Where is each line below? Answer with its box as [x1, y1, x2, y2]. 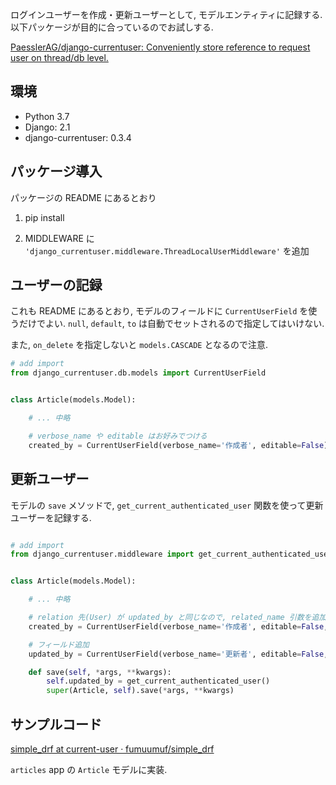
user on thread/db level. [10, 52, 109, 63]
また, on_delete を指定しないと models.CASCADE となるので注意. [10, 339, 269, 351]
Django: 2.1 [24, 121, 71, 133]
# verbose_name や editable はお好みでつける [28, 431, 208, 441]
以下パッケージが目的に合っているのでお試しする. [10, 21, 214, 33]
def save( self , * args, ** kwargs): [28, 667, 172, 677]
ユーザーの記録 [10, 277, 103, 294]
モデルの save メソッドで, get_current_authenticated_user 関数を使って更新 [10, 499, 324, 511]
